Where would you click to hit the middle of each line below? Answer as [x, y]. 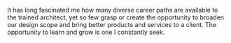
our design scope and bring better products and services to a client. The [112, 25]
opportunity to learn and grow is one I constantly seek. [86, 32]
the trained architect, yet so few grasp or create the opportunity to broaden [116, 17]
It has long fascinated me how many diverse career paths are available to [113, 10]
